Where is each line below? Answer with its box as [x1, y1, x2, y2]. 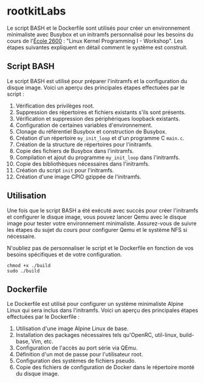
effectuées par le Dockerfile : [7, 313, 80, 320]
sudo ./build [7, 268, 40, 274]
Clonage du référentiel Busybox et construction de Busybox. [15, 127, 167, 135]
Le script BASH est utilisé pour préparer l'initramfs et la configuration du [7, 77, 188, 84]
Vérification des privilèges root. [15, 102, 95, 109]
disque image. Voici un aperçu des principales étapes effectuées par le [7, 84, 185, 91]
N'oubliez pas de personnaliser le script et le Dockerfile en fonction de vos [7, 244, 194, 251]
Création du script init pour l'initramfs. [15, 166, 114, 174]
